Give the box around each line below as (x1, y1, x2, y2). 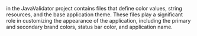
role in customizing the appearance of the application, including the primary (6, 17, 191, 24)
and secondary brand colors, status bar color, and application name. (6, 23, 173, 30)
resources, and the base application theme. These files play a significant (6, 11, 183, 18)
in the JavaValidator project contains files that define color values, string (6, 5, 182, 12)
